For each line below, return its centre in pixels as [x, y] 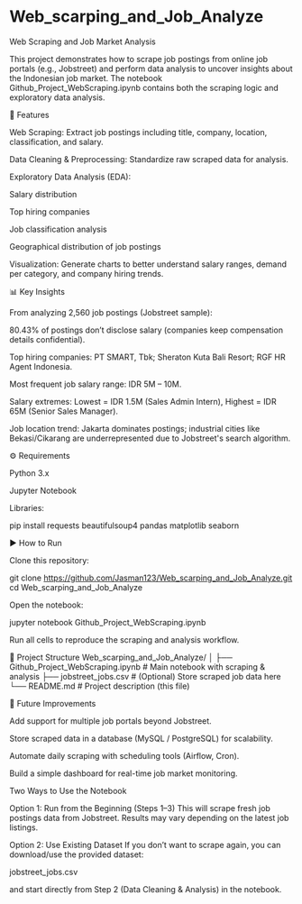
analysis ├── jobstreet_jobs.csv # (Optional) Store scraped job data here [145, 676]
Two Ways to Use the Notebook [68, 790]
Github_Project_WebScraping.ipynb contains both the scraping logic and [144, 87]
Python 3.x [29, 473]
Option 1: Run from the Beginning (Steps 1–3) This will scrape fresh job [140, 808]
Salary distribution [43, 194]
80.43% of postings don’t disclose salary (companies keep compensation [146, 330]
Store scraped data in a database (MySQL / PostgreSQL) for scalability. [141, 738]
